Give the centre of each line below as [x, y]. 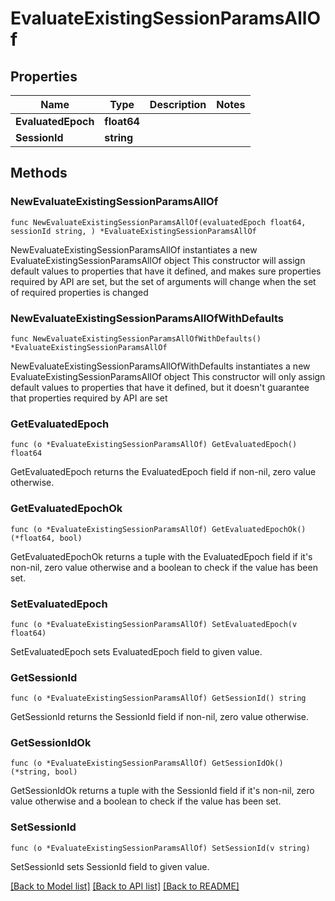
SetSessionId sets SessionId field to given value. [110, 866]
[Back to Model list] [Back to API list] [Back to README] [125, 886]
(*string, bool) [44, 772]
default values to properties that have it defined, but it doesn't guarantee [160, 387]
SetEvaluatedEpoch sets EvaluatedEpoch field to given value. [136, 651]
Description [178, 104]
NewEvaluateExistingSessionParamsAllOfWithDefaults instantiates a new [160, 366]
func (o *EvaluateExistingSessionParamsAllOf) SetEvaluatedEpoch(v [154, 624]
